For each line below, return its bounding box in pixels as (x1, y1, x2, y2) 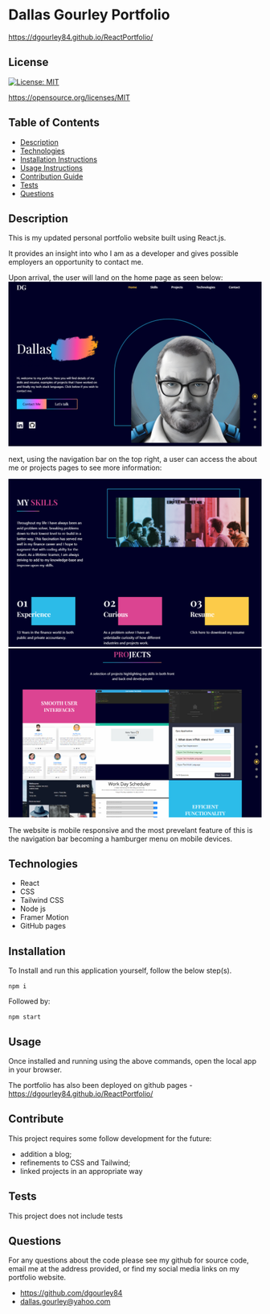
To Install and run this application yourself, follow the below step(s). (8, 966, 232, 975)
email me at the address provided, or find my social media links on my (8, 1264, 239, 1274)
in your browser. (8, 1065, 63, 1074)
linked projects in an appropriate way (19, 1166, 143, 1176)
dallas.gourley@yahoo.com (19, 1297, 111, 1307)
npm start (8, 1013, 42, 1021)
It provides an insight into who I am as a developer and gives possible (8, 249, 239, 258)
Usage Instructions (19, 163, 83, 172)
